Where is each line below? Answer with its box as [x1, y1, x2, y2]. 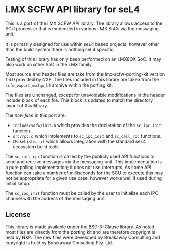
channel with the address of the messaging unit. [5, 195, 106, 201]
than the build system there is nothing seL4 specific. [5, 46, 115, 52]
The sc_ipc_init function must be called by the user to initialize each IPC [5, 190, 159, 196]
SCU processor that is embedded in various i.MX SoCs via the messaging [5, 25, 159, 31]
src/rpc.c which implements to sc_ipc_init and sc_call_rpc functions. [12, 133, 162, 139]
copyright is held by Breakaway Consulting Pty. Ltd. [5, 239, 113, 246]
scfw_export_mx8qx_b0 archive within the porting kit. [5, 82, 113, 88]
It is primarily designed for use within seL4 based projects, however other [5, 40, 159, 47]
